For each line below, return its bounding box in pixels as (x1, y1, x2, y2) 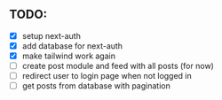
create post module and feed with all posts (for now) (21, 61, 215, 71)
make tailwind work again (21, 50, 115, 61)
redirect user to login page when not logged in (21, 71, 193, 81)
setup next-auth (21, 30, 82, 41)
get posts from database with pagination (21, 81, 170, 91)
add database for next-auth (21, 40, 123, 51)
